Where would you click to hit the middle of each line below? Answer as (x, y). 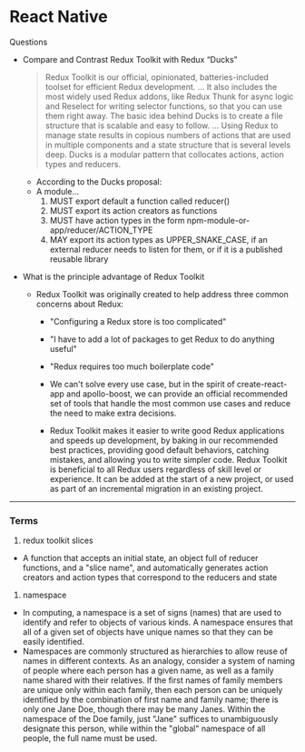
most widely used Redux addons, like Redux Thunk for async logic (169, 96)
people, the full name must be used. (90, 738)
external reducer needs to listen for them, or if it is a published (166, 249)
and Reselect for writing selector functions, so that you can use (164, 105)
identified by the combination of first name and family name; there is (150, 700)
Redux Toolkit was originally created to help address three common (162, 294)
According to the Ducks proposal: (99, 181)
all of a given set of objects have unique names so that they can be (148, 632)
